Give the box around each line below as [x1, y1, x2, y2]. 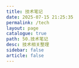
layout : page [6, 25, 39, 31]
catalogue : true [6, 31, 47, 37]
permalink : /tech [6, 20, 50, 25]
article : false [6, 53, 44, 59]
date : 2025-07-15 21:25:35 [6, 14, 74, 20]
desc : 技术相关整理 [6, 42, 50, 48]
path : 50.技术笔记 [6, 36, 49, 42]
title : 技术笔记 [6, 8, 43, 15]
